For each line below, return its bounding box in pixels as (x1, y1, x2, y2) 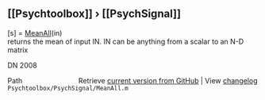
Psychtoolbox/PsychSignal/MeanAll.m (7, 84, 129, 92)
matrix (7, 44, 29, 55)
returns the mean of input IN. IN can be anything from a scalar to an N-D (7, 37, 244, 46)
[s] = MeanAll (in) (7, 28, 63, 37)
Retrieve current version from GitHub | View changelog (78, 75, 258, 85)
